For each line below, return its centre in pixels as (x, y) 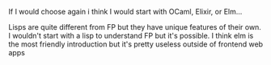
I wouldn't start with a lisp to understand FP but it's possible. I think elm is (131, 36)
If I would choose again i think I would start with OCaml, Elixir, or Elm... (125, 12)
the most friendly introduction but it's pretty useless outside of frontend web (136, 44)
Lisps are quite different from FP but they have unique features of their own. (135, 27)
